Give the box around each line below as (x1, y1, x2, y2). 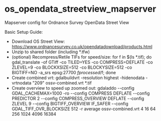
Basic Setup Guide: (4, 29, 43, 35)
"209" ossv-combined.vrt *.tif (32, 80, 92, 86)
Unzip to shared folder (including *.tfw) (11, 49, 90, 55)
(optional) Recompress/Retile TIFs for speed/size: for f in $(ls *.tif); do (11, 54, 152, 60)
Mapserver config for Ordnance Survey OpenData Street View (4, 20, 130, 25)
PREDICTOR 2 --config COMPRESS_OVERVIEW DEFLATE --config (11, 95, 144, 101)
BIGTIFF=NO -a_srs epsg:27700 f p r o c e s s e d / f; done (11, 69, 116, 75)
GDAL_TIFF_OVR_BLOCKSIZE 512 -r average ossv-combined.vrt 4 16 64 (11, 106, 156, 112)
